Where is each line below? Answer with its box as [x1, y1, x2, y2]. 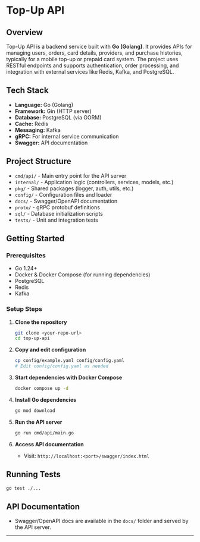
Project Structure [6, 156, 71, 166]
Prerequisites [6, 251, 46, 259]
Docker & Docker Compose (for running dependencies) [14, 271, 151, 278]
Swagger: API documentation [14, 139, 88, 146]
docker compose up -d [14, 386, 68, 392]
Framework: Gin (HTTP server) [14, 108, 92, 115]
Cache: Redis [14, 120, 49, 127]
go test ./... [6, 485, 42, 491]
